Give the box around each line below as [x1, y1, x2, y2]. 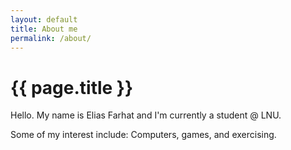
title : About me [10, 24, 78, 34]
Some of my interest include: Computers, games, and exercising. [10, 129, 277, 141]
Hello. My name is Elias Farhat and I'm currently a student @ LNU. [10, 109, 282, 121]
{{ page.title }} [10, 76, 134, 99]
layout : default [10, 14, 78, 25]
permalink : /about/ [10, 33, 92, 43]
